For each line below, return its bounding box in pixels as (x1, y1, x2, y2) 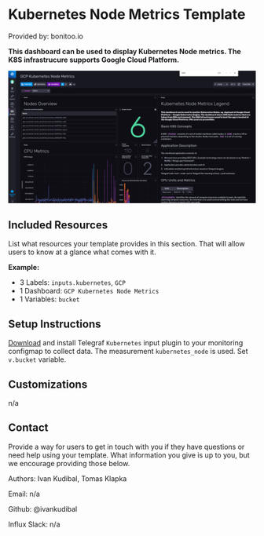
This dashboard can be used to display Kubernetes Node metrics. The (8, 46, 241, 56)
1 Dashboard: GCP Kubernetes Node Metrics (19, 286, 159, 296)
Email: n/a (8, 489, 41, 498)
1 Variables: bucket (19, 294, 80, 304)
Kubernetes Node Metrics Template (8, 5, 246, 24)
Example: (8, 263, 40, 272)
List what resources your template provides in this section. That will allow (8, 239, 245, 249)
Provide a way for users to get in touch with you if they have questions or (8, 442, 245, 451)
